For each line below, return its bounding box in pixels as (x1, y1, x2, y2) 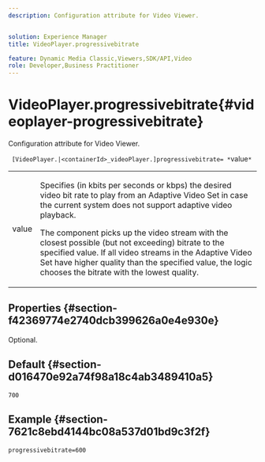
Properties (8, 301, 62, 315)
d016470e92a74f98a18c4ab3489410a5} (8, 370, 214, 384)
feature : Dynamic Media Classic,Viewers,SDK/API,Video (8, 55, 192, 62)
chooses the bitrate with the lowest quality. (39, 267, 200, 278)
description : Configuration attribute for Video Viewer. (8, 11, 200, 20)
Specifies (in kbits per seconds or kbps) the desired (39, 180, 232, 191)
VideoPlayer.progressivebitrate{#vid (8, 96, 255, 114)
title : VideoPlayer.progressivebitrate (8, 40, 140, 48)
